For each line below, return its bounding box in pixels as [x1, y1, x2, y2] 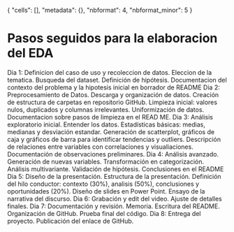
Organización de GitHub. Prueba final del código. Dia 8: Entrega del [7, 209, 201, 217]
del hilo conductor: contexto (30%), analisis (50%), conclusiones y [7, 180, 200, 188]
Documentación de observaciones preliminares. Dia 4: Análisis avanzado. [7, 150, 219, 158]
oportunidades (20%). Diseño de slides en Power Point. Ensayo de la [7, 187, 205, 195]
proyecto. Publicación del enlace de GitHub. [7, 217, 134, 225]
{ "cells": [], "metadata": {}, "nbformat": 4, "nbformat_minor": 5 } [7, 6, 193, 14]
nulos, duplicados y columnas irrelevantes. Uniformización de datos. [7, 105, 205, 114]
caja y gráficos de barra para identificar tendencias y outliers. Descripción [7, 135, 221, 143]
